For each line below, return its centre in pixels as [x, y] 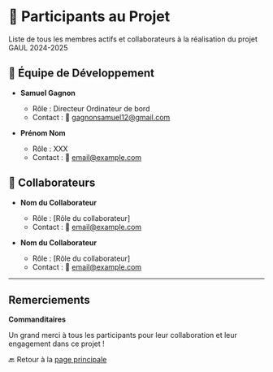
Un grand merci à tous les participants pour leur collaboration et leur [123, 335]
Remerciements [50, 300]
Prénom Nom [43, 132]
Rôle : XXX [50, 149]
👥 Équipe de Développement [81, 74]
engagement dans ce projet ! [57, 344]
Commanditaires [37, 319]
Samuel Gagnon [48, 93]
